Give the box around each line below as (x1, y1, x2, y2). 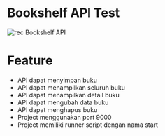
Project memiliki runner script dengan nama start (17, 121, 159, 129)
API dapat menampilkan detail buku (17, 90, 120, 99)
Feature (7, 53, 53, 69)
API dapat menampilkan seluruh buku (17, 83, 126, 92)
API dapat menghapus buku (17, 105, 98, 114)
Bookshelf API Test (7, 5, 120, 21)
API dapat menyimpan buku (17, 76, 98, 84)
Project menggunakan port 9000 (17, 113, 112, 121)
